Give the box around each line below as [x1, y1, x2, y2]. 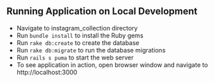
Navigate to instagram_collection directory [16, 24, 138, 32]
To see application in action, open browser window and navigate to [16, 60, 209, 68]
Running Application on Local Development [6, 6, 198, 17]
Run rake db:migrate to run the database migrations [16, 46, 166, 54]
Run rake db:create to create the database [16, 38, 140, 47]
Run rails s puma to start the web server [16, 53, 134, 62]
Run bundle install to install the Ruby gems [16, 31, 144, 39]
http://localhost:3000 [16, 68, 78, 76]
